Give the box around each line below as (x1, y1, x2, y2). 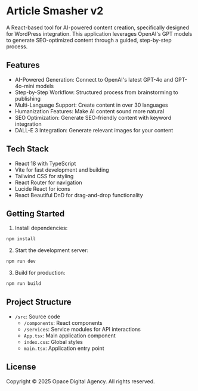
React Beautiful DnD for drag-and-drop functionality (14, 191, 143, 198)
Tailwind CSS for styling (14, 172, 74, 179)
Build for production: (14, 269, 66, 277)
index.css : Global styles (23, 338, 83, 345)
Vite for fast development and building (14, 166, 109, 173)
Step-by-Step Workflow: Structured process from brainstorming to (14, 88, 179, 96)
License (6, 362, 36, 372)
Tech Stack (6, 144, 49, 154)
